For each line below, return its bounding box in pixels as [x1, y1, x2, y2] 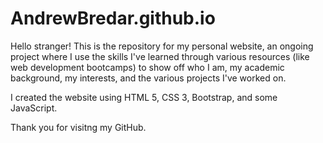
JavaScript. [10, 102, 58, 114]
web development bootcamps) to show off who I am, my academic [10, 61, 285, 73]
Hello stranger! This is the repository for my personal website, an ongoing [10, 40, 314, 52]
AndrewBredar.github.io [10, 7, 216, 30]
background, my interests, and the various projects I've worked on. [10, 72, 287, 84]
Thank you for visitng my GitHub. [10, 121, 147, 133]
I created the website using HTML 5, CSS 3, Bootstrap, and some [10, 91, 278, 103]
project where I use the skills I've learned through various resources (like [10, 50, 310, 62]
